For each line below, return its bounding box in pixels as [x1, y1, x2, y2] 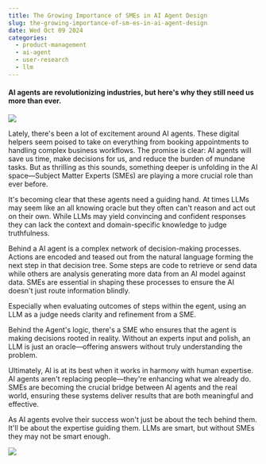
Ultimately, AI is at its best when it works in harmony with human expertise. [8, 366, 254, 375]
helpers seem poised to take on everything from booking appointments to [8, 136, 249, 147]
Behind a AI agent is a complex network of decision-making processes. [8, 244, 241, 253]
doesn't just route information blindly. [8, 286, 131, 295]
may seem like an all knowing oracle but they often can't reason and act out [8, 203, 256, 213]
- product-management [15, 41, 87, 49]
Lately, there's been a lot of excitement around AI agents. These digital [8, 128, 240, 138]
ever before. [8, 179, 48, 189]
